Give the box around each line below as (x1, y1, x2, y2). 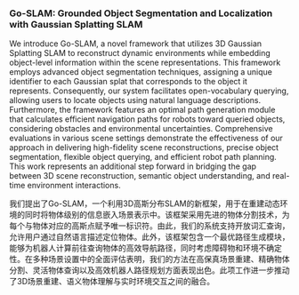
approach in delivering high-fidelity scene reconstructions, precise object (9, 142, 279, 153)
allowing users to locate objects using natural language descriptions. (9, 95, 262, 106)
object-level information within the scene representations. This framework (9, 57, 281, 68)
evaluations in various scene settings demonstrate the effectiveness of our (9, 132, 283, 144)
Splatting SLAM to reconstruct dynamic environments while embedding (9, 48, 271, 59)
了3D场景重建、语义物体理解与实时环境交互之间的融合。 (9, 276, 215, 287)
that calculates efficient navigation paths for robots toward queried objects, (9, 114, 286, 124)
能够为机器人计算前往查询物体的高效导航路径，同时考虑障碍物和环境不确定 (9, 243, 282, 253)
